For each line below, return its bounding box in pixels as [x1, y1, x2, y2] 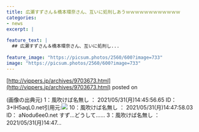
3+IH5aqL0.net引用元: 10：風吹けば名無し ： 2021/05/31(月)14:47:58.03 [6, 103, 193, 111]
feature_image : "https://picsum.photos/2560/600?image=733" [6, 54, 163, 61]
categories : [6, 15, 37, 21]
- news [6, 20, 23, 26]
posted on [112, 83, 138, 90]
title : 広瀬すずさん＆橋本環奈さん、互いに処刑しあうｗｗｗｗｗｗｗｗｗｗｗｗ [6, 9, 181, 15]
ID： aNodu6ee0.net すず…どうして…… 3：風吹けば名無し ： [6, 111, 160, 119]
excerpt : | [6, 26, 34, 32]
